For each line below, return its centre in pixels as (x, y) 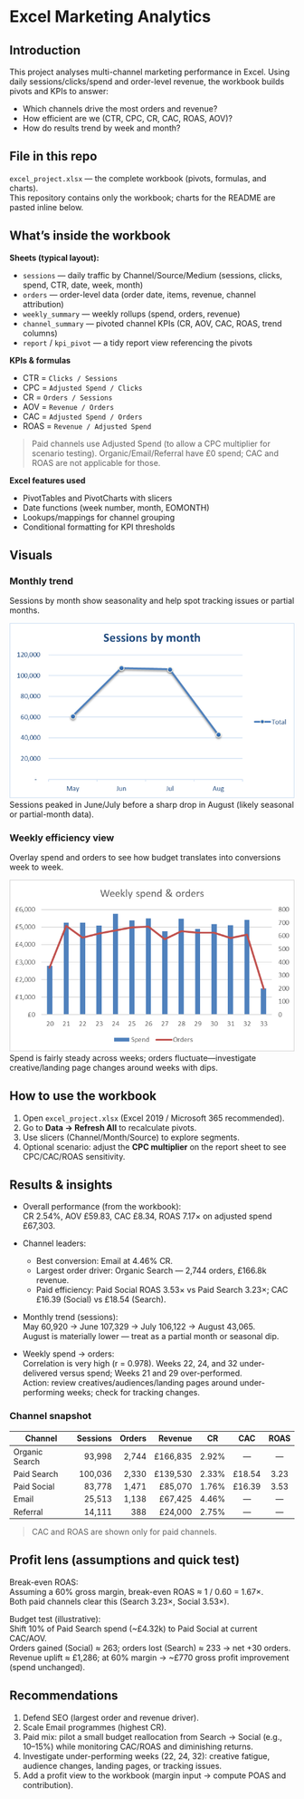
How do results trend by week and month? (101, 128)
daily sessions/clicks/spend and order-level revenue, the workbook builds (147, 82)
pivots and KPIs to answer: (59, 91)
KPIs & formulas (40, 360)
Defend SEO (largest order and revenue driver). (110, 1717)
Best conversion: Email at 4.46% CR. (104, 1261)
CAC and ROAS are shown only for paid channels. (124, 1532)
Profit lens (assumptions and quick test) (124, 1560)
